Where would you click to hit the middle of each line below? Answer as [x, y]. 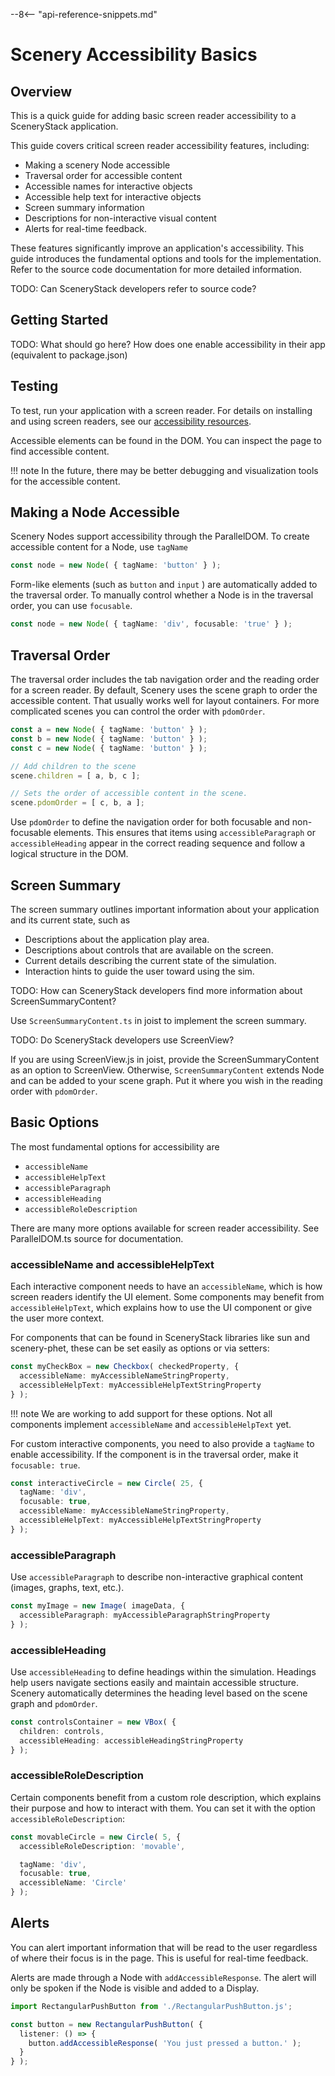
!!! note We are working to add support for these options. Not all [141, 1413]
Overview [41, 91]
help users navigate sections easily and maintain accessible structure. [155, 1683]
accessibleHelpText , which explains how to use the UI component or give [161, 1308]
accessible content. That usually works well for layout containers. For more [165, 700]
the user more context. [57, 1318]
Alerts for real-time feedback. [85, 228]
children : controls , [62, 1731]
